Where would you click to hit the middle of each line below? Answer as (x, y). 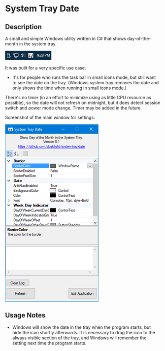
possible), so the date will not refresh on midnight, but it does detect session (83, 103)
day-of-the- (139, 38)
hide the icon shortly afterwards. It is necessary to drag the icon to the (83, 332)
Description (23, 27)
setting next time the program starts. (49, 343)
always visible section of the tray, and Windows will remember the (79, 338)
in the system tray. (38, 44)
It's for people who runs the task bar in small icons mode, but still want (84, 77)
